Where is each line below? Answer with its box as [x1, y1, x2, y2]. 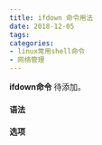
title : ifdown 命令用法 [9, 13, 93, 23]
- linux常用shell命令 [9, 47, 86, 56]
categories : [9, 38, 54, 48]
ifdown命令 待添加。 [9, 82, 86, 92]
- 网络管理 [9, 55, 45, 64]
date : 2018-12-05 [9, 22, 75, 31]
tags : [9, 30, 30, 39]
